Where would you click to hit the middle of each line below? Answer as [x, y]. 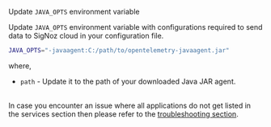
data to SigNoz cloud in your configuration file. [86, 36]
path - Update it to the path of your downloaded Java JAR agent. [128, 81]
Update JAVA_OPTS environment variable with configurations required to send [135, 27]
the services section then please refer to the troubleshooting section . [123, 114]
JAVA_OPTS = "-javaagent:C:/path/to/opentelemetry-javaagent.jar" [119, 51]
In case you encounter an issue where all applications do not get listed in [130, 105]
